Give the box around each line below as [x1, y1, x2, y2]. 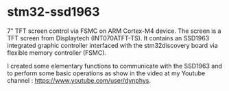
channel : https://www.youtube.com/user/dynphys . [7, 76, 152, 84]
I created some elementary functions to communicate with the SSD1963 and [7, 62, 223, 70]
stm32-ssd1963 [7, 4, 100, 20]
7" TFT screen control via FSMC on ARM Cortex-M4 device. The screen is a [7, 27, 221, 35]
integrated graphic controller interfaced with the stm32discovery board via [7, 41, 218, 49]
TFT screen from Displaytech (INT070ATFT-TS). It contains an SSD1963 [7, 34, 210, 42]
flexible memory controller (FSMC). [7, 49, 107, 57]
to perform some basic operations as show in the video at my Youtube [7, 69, 206, 77]
